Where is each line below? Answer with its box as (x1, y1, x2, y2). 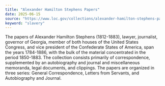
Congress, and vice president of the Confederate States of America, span (5, 44, 154, 50)
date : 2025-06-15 (5, 12, 41, 17)
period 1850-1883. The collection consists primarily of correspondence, (5, 54, 150, 61)
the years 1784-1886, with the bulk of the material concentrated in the (5, 50, 146, 55)
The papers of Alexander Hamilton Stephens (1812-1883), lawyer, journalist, (5, 34, 158, 40)
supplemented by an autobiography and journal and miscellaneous (5, 60, 140, 66)
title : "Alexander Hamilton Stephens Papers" (5, 7, 100, 12)
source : (5, 16, 21, 21)
